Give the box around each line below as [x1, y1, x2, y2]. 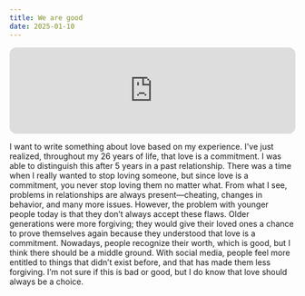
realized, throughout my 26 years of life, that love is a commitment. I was [9, 151, 281, 162]
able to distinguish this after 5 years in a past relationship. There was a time [9, 160, 292, 171]
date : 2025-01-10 [9, 22, 75, 31]
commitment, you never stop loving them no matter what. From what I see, [9, 179, 288, 191]
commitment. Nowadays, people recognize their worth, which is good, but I [9, 237, 290, 248]
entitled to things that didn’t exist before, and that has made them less [9, 256, 271, 268]
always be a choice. [9, 276, 84, 287]
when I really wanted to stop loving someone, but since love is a [9, 170, 249, 181]
